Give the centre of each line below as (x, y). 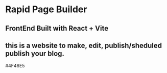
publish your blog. (35, 53)
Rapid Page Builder (46, 9)
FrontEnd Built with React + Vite (57, 28)
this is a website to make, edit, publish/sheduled (84, 45)
